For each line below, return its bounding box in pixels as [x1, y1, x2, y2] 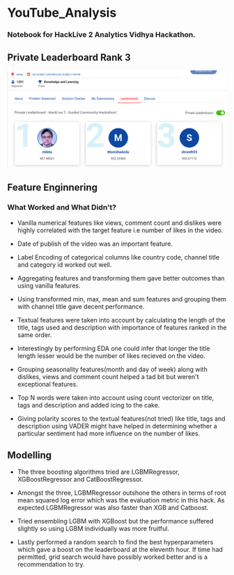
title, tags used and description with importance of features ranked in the [17, 323, 227, 331]
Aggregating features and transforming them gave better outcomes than [17, 274, 225, 282]
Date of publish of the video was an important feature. [17, 239, 173, 248]
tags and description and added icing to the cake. [17, 401, 160, 409]
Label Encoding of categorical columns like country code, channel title [17, 253, 220, 261]
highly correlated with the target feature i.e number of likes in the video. [17, 225, 224, 234]
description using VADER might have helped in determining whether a [17, 421, 217, 430]
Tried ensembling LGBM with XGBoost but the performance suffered [17, 517, 214, 525]
